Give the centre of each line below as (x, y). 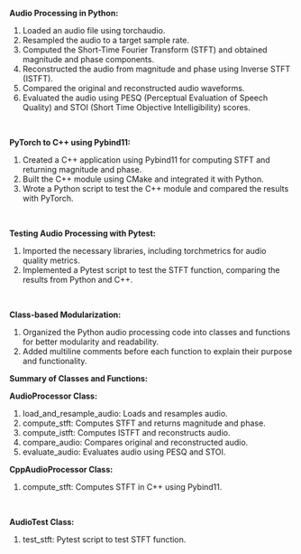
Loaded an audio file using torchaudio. (94, 30)
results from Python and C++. (78, 280)
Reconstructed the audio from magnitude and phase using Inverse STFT (156, 69)
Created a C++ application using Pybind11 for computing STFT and (146, 160)
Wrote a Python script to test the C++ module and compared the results (155, 188)
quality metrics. (51, 260)
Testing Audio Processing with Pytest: (82, 233)
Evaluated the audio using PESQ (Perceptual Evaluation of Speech (145, 98)
